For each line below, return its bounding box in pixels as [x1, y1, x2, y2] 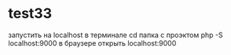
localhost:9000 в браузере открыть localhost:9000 [8, 38, 177, 47]
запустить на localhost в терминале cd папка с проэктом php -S [8, 30, 224, 40]
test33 [8, 5, 53, 22]
